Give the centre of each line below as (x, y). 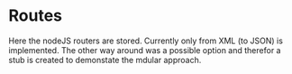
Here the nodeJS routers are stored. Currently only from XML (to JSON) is (146, 41)
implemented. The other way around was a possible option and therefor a (145, 50)
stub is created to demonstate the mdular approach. (105, 60)
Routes (35, 16)
